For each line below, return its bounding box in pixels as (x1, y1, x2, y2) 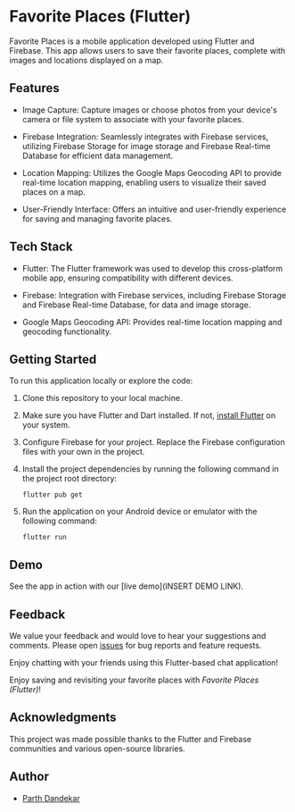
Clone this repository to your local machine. (21, 393, 183, 404)
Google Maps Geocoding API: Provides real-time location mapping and (21, 316, 283, 327)
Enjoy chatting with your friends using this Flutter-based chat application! (9, 657, 279, 667)
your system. (21, 420, 70, 431)
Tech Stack (9, 239, 73, 255)
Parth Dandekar (21, 792, 80, 803)
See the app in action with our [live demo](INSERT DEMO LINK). (9, 581, 243, 591)
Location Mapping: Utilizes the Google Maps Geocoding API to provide (21, 167, 283, 178)
